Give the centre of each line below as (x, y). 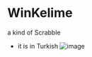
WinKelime (40, 13)
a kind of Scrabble (34, 32)
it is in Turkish (38, 46)
